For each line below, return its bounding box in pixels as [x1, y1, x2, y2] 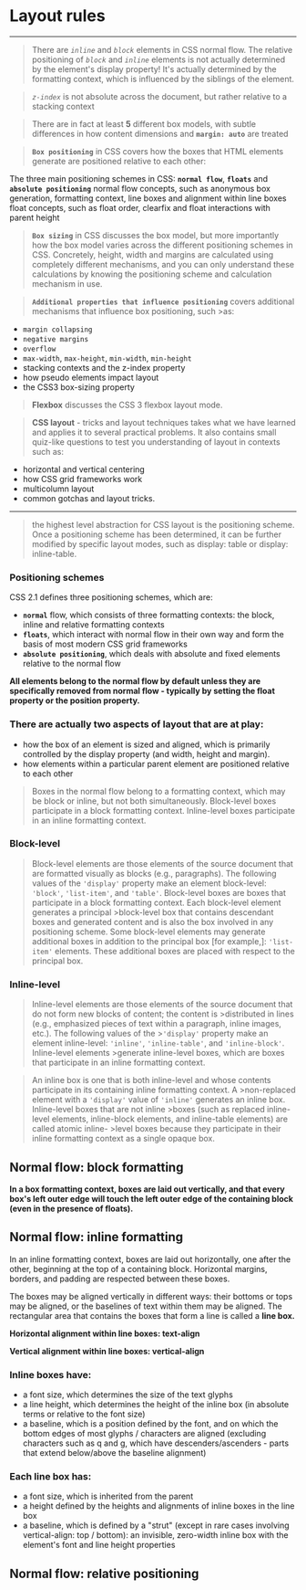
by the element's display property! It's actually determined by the [31, 63, 277, 74]
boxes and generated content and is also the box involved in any [31, 916, 274, 927]
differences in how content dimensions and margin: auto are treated [31, 128, 289, 139]
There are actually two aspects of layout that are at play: [9, 718, 264, 731]
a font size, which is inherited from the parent [22, 1490, 194, 1502]
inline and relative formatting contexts [22, 619, 166, 630]
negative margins [22, 334, 89, 343]
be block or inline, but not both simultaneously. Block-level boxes [31, 795, 277, 806]
